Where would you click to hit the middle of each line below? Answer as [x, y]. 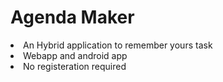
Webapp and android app [75, 55]
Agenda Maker [72, 17]
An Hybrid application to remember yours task [118, 45]
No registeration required [75, 66]
